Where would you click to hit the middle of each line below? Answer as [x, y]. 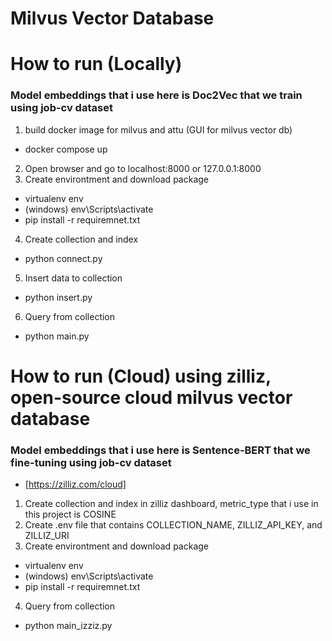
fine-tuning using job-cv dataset [91, 462]
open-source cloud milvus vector [151, 397]
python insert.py [58, 297]
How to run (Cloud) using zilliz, [141, 376]
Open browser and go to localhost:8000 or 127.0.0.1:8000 [143, 168]
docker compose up [66, 149]
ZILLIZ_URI [47, 536]
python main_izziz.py [68, 626]
